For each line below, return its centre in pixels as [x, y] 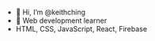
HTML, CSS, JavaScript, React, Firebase [81, 29]
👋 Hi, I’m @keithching [50, 12]
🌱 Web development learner [61, 20]
